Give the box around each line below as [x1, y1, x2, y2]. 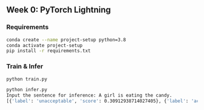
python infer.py [6, 87, 47, 93]
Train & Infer [6, 62, 44, 71]
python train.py [6, 76, 47, 82]
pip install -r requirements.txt [6, 48, 91, 54]
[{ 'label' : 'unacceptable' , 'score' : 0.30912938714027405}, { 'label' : [6, 98, 189, 105]
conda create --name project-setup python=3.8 [6, 36, 126, 43]
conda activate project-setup [6, 42, 83, 48]
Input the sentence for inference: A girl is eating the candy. [6, 92, 172, 99]
